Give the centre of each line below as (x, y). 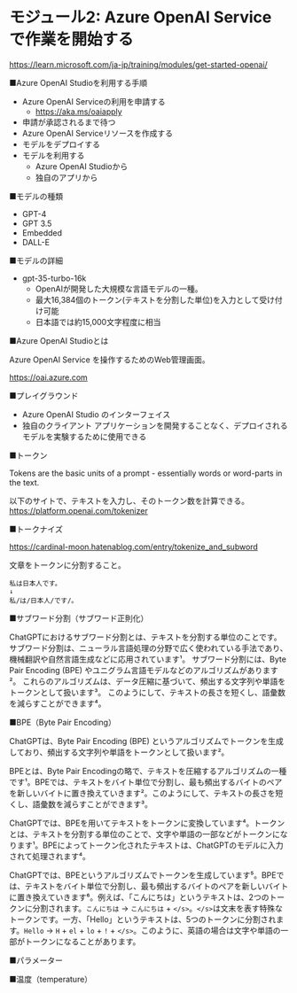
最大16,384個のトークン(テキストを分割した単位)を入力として (147, 299)
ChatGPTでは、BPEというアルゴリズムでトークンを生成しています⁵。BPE (143, 875)
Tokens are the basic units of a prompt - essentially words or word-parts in (146, 473)
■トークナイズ (36, 529)
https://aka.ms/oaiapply (78, 112)
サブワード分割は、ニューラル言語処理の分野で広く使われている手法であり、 (148, 648)
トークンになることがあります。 (82, 941)
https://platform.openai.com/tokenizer (78, 510)
